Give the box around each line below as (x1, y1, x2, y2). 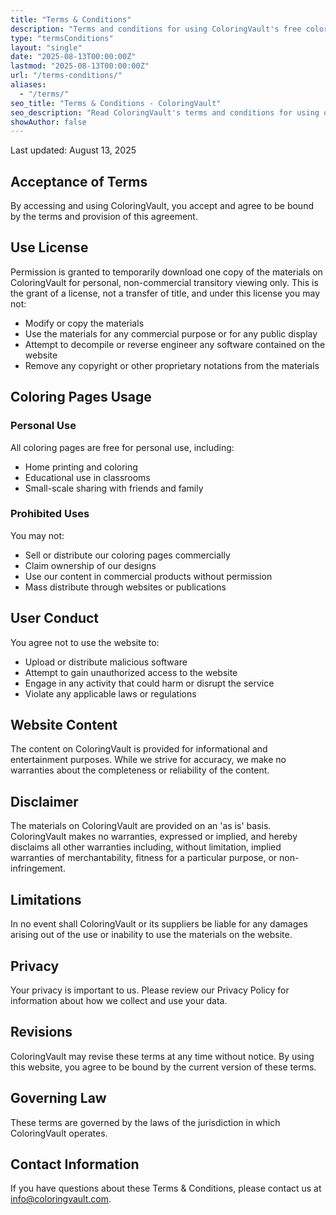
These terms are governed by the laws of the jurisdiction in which (10, 1116, 281, 1128)
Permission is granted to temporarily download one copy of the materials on (10, 266, 323, 278)
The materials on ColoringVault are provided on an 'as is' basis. (10, 820, 272, 832)
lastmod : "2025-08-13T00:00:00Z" (10, 61, 150, 71)
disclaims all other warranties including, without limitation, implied (10, 841, 282, 853)
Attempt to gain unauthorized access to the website (24, 666, 238, 678)
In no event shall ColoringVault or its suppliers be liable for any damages (10, 918, 308, 930)
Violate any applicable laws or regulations (24, 687, 197, 700)
